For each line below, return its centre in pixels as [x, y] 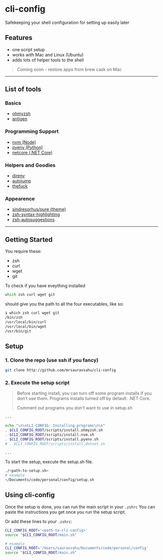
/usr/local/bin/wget [26, 327]
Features [19, 38]
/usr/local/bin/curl [26, 322]
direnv [18, 176]
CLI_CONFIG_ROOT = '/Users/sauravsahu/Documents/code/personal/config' [77, 548]
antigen [20, 119]
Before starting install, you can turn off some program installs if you [84, 393]
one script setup [28, 49]
